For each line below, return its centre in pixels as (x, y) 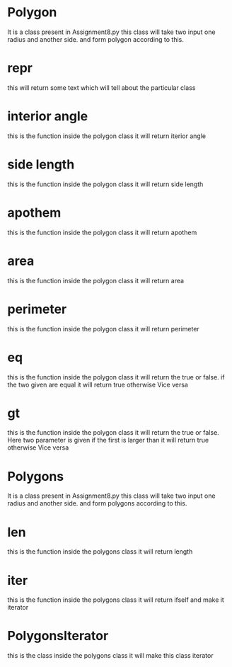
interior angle (48, 116)
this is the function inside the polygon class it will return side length (105, 184)
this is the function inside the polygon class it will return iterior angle (107, 136)
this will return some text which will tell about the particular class (101, 87)
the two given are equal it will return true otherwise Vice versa (98, 384)
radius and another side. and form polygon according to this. (95, 39)
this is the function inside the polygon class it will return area (96, 280)
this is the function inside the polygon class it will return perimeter (103, 329)
